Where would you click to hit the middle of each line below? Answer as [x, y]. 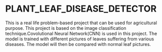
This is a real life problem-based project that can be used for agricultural [81, 23]
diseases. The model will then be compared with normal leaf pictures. [78, 44]
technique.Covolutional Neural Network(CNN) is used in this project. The [81, 33]
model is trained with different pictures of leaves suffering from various [80, 39]
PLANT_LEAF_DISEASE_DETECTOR [81, 9]
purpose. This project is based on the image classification [66, 28]
